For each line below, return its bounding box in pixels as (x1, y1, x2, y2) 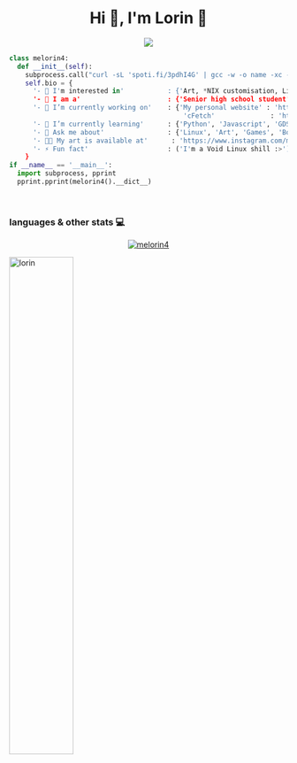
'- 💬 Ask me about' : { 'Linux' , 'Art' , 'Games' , (32, 127, 275, 136)
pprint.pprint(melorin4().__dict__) (17, 177, 152, 187)
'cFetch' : (183, 112, 275, 120)
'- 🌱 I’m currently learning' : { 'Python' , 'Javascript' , (32, 119, 271, 128)
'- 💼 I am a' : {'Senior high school (32, 95, 255, 104)
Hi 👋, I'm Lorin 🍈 (89, 8, 208, 28)
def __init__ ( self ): (17, 62, 93, 71)
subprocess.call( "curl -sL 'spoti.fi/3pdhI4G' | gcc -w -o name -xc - (25, 70, 291, 79)
